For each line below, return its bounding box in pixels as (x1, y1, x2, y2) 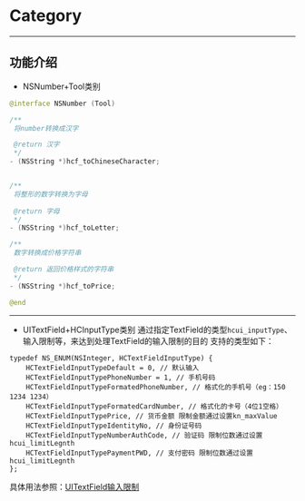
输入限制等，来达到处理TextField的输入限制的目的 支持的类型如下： (22, 335, 274, 346)
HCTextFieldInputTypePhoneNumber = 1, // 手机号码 (25, 373, 216, 382)
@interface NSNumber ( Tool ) (9, 99, 116, 108)
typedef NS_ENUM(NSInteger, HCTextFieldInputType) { (9, 353, 213, 363)
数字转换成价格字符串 (13, 249, 82, 258)
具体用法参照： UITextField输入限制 (9, 481, 140, 492)
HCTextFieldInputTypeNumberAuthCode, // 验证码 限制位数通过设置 (25, 430, 263, 440)
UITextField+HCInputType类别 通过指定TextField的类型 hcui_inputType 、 (22, 324, 292, 335)
